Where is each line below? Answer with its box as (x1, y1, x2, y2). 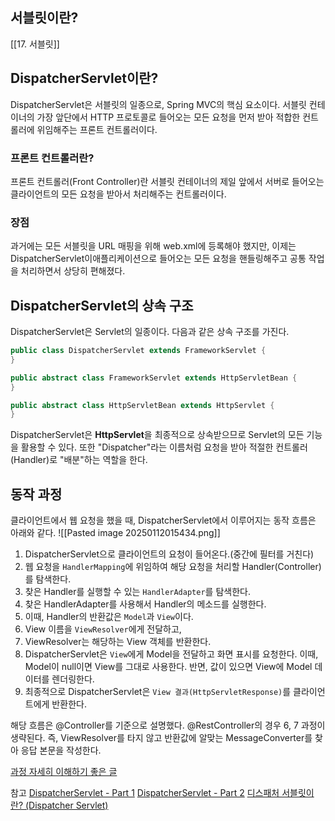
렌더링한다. (51, 673, 95, 685)
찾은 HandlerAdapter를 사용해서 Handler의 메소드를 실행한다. (24, 598, 267, 610)
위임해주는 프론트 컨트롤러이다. (36, 123, 158, 135)
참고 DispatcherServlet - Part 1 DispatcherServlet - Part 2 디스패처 (10, 787, 280, 799)
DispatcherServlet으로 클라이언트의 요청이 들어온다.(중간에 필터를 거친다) (24, 548, 315, 560)
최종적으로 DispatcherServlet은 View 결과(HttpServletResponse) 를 (24, 686, 292, 698)
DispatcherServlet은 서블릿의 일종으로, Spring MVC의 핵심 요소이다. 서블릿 (10, 98, 307, 110)
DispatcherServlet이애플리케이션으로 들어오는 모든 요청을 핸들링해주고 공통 (10, 253, 307, 265)
